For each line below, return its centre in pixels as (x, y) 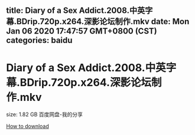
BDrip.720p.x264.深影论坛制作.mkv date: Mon (103, 22)
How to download (27, 126)
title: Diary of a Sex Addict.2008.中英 (76, 11)
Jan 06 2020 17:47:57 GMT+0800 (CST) (82, 31)
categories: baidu (39, 40)
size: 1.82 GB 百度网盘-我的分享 (44, 114)
